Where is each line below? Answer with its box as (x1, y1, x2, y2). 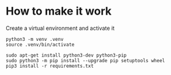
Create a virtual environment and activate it (6, 24, 115, 32)
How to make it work (6, 4, 112, 18)
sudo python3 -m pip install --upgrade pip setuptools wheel (6, 57, 165, 63)
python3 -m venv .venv (6, 36, 64, 42)
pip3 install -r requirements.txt (6, 63, 94, 69)
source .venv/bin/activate (6, 41, 75, 48)
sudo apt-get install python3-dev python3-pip (6, 52, 127, 59)
